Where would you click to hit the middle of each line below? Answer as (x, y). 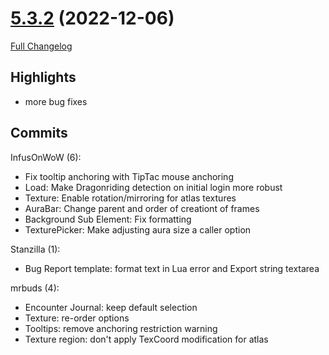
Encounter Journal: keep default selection (111, 307)
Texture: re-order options (77, 318)
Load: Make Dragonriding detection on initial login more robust (153, 187)
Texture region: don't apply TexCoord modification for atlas (146, 339)
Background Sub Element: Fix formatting (108, 219)
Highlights (43, 77)
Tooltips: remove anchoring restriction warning (121, 328)
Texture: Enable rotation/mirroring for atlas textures (130, 198)
